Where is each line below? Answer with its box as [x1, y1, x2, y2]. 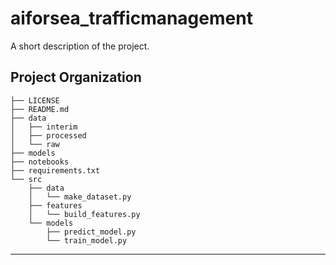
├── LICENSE [10, 95, 60, 106]
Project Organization [10, 69, 142, 86]
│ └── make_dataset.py [28, 192, 132, 202]
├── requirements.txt [10, 165, 101, 176]
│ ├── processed [10, 130, 87, 141]
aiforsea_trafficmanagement [10, 7, 253, 30]
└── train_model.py [46, 235, 128, 246]
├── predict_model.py [46, 227, 137, 237]
